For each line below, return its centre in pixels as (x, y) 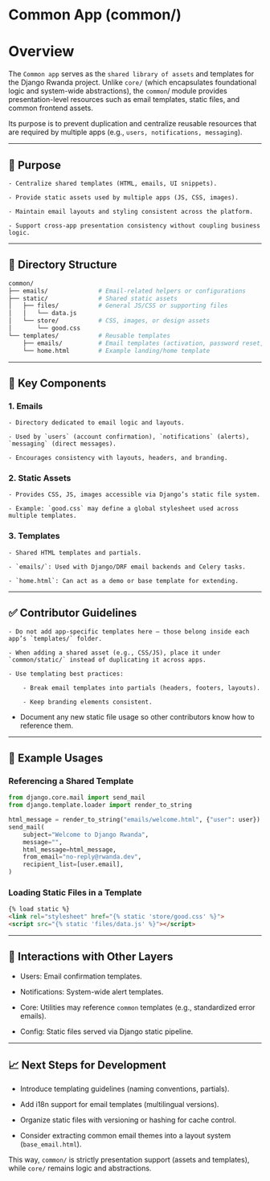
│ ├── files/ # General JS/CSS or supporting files (118, 306)
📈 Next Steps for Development (87, 1066)
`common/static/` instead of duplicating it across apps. (107, 660)
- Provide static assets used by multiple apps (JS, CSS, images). (124, 197)
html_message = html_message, (70, 850)
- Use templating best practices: (66, 674)
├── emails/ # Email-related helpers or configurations (127, 291)
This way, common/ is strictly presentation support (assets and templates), (129, 1159)
